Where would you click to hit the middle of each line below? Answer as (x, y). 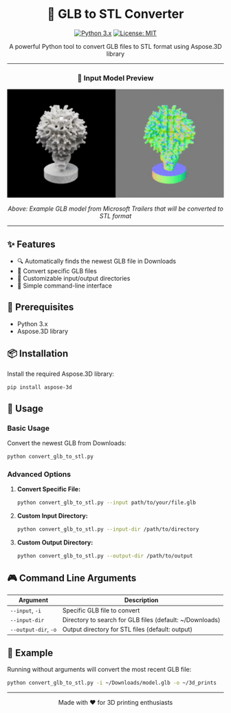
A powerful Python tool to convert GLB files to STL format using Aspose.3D (115, 46)
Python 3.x (32, 323)
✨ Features (31, 244)
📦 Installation (38, 354)
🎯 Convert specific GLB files (57, 271)
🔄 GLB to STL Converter (115, 14)
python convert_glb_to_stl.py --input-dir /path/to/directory (108, 529)
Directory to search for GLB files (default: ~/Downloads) (141, 619)
